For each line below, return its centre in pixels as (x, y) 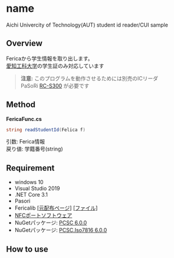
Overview (24, 43)
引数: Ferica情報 (26, 142)
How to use (27, 249)
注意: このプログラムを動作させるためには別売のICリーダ (89, 78)
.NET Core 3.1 (31, 195)
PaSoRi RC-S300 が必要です (55, 86)
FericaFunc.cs (24, 119)
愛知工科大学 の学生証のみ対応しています (55, 66)
